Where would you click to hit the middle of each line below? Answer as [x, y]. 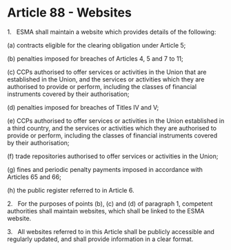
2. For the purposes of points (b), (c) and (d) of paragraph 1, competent [110, 203]
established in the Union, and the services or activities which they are [106, 79]
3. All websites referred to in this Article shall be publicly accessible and [111, 231]
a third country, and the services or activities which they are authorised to [112, 128]
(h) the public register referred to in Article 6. [71, 190]
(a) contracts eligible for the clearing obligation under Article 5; [97, 45]
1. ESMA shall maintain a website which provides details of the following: [112, 32]
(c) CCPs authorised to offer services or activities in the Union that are [107, 72]
